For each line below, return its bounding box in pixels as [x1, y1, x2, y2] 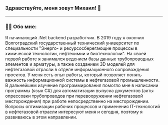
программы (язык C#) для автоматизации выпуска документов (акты [5, 87, 154, 94]
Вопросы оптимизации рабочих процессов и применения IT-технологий [5, 103, 160, 109]
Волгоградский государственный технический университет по [5, 40, 139, 46]
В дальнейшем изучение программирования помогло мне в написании [5, 82, 158, 88]
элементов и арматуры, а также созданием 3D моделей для [5, 61, 135, 67]
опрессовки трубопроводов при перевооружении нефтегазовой [5, 93, 143, 99]
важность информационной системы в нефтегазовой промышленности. [5, 77, 160, 83]
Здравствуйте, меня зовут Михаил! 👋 [5, 4, 101, 11]
